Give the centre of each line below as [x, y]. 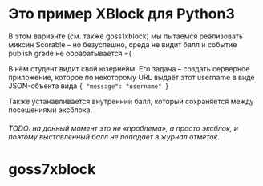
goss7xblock [52, 169]
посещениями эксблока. [51, 110]
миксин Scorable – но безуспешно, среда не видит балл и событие [123, 44]
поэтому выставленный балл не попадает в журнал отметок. [114, 136]
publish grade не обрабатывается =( [70, 53]
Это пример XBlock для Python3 [121, 14]
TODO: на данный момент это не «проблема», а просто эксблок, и [123, 128]
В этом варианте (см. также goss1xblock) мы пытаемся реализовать [125, 36]
